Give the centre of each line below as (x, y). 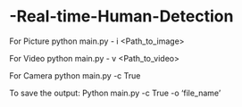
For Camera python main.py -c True (75, 75)
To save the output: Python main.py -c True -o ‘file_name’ (115, 93)
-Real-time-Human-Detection (121, 16)
